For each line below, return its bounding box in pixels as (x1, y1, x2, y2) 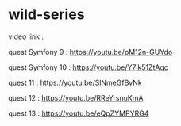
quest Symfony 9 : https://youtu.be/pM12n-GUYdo (8, 47, 173, 56)
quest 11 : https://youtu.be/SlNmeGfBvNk (8, 78, 142, 87)
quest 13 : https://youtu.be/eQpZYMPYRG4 (8, 109, 149, 118)
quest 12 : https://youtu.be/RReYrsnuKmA (8, 93, 144, 102)
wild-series (8, 6, 85, 24)
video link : (8, 32, 44, 41)
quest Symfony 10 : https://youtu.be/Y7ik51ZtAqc (8, 62, 169, 72)
